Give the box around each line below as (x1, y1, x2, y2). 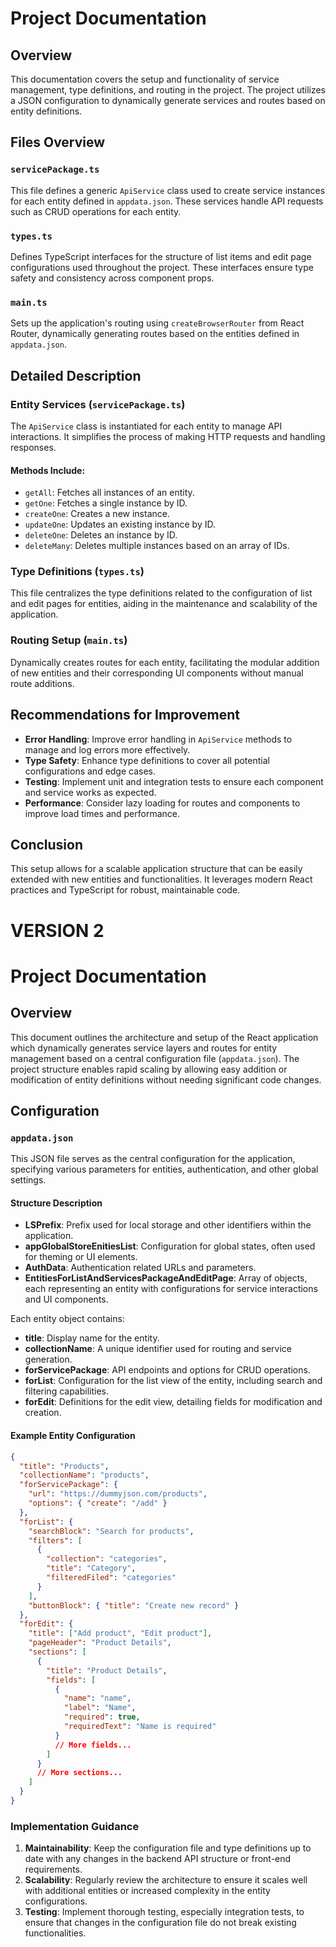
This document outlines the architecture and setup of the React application (10, 1031, 319, 1043)
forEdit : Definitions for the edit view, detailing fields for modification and (24, 1396, 323, 1408)
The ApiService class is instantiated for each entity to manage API (10, 420, 283, 432)
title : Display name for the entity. (24, 1332, 160, 1344)
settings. (10, 1174, 47, 1186)
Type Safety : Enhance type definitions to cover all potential (24, 754, 270, 766)
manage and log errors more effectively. (24, 743, 191, 756)
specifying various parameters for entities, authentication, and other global (10, 1163, 319, 1176)
